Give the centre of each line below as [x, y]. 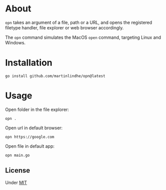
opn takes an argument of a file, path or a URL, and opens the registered [79, 22]
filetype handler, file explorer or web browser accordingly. [65, 27]
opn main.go [17, 155]
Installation [29, 63]
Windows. [15, 42]
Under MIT [16, 183]
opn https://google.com [30, 137]
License [18, 170]
